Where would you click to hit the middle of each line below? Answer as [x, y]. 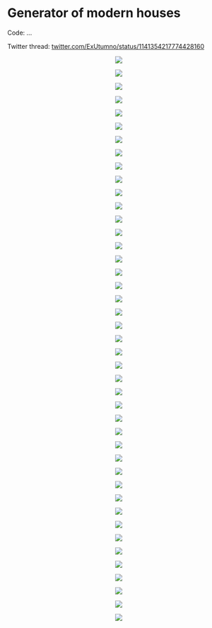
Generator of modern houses [94, 13]
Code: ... [20, 33]
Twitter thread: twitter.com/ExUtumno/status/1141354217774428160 [106, 46]
